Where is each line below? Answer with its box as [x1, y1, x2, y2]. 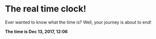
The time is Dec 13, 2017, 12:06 [5, 28, 68, 34]
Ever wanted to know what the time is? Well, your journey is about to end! [5, 19, 152, 25]
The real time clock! [5, 3, 86, 14]
